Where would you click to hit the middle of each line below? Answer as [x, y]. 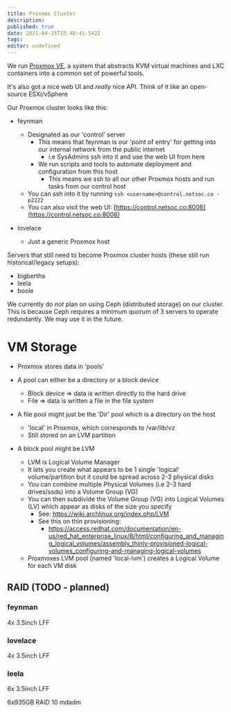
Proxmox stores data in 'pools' [61, 366]
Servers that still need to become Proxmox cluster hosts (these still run [108, 255]
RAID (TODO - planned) [58, 588]
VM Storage [42, 347]
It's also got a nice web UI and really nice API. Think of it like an [98, 87]
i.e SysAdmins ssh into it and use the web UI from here [127, 157]
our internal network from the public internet [101, 149]
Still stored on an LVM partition [71, 435]
